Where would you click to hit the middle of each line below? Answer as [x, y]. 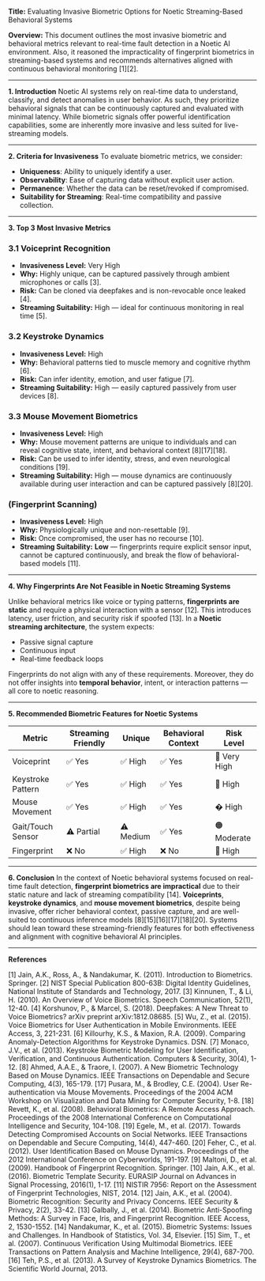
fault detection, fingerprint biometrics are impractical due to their [132, 886]
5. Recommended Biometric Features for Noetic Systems [103, 714]
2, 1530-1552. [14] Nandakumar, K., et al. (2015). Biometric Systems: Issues [130, 1227]
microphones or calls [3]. [60, 282]
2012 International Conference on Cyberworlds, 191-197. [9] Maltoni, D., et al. [132, 1160]
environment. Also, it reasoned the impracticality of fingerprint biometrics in [131, 52]
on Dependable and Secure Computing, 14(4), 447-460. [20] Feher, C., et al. [132, 1143]
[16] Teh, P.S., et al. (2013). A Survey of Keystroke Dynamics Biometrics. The [132, 1260]
